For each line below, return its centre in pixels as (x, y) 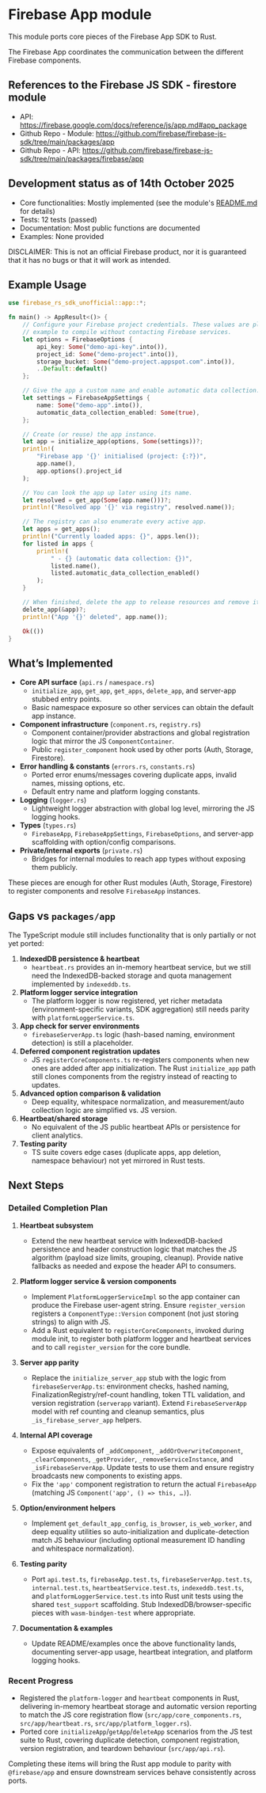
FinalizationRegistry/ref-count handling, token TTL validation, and (138, 1394)
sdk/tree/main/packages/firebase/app (82, 158)
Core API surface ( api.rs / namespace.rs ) (87, 682)
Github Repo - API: (50, 150)
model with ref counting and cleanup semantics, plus (118, 1411)
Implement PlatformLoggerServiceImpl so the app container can (135, 1297)
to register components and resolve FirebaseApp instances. (104, 891)
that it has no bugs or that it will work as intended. (90, 260)
